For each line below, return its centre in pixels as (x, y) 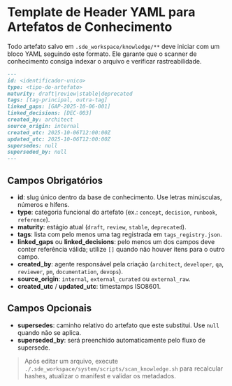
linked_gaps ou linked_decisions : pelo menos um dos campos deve (116, 242)
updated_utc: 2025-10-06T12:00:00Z (59, 139)
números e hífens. (43, 205)
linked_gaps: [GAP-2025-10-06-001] (59, 107)
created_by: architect (40, 120)
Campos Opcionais (50, 308)
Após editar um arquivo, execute (71, 361)
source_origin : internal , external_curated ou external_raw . (104, 279)
